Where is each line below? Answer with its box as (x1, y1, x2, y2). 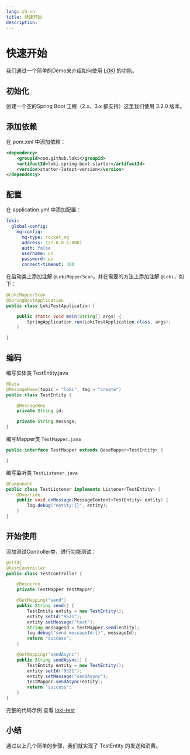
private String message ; (16, 419, 77, 424)
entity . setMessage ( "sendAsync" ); (27, 673, 109, 679)
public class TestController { (6, 571, 82, 577)
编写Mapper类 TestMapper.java (6, 436, 81, 443)
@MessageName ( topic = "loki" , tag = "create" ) (6, 386, 122, 392)
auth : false (21, 245, 51, 251)
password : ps (21, 256, 54, 262)
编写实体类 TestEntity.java (6, 369, 68, 376)
